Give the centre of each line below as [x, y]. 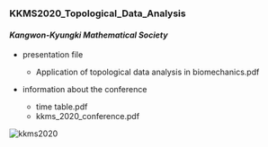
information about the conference [85, 90]
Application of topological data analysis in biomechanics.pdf [147, 72]
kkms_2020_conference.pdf [88, 117]
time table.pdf [62, 107]
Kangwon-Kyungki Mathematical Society [89, 35]
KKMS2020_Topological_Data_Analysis [98, 13]
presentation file [53, 55]
